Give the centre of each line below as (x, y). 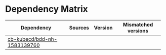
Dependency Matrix (46, 9)
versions (138, 30)
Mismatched (138, 25)
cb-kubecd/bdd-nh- (33, 39)
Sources (79, 27)
